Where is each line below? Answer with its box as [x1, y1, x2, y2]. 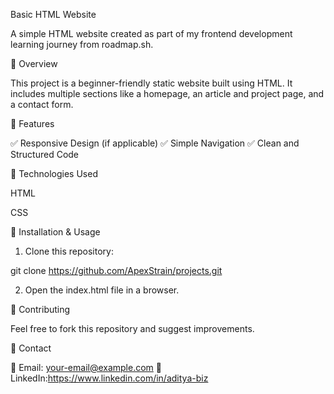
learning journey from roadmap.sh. [10, 39, 154, 50]
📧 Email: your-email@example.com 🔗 [10, 362, 162, 373]
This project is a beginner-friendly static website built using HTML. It [10, 77, 293, 89]
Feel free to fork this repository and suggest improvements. [10, 323, 255, 334]
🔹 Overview [10, 58, 58, 69]
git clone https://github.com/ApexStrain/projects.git [10, 265, 223, 276]
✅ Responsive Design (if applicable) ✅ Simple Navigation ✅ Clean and [10, 137, 300, 149]
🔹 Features [10, 118, 55, 129]
